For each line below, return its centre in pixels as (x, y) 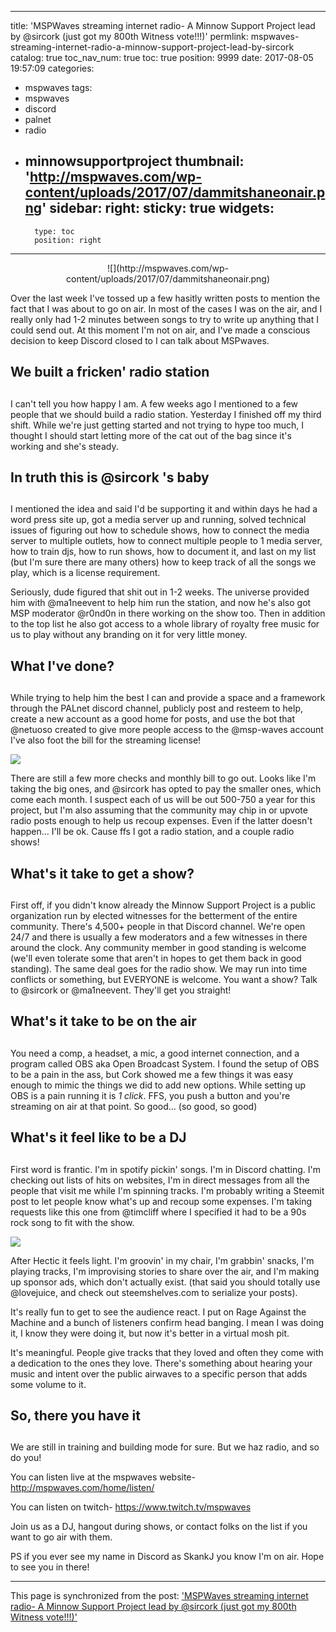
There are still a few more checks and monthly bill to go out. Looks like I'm (163, 778)
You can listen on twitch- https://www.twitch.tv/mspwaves (131, 1507)
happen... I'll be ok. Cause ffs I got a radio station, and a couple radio (152, 832)
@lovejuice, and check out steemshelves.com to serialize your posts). (154, 1292)
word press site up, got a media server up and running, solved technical (158, 520)
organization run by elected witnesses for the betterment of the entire (154, 915)
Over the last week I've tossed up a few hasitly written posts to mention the (165, 298)
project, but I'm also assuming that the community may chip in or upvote (159, 810)
